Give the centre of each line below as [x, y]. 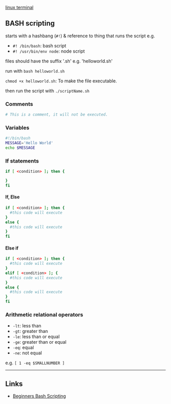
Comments [19, 104]
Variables [17, 127]
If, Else [12, 197]
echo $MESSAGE [20, 148]
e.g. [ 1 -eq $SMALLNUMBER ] [35, 363]
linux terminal [20, 7]
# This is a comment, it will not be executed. [57, 115]
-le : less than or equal [36, 336]
